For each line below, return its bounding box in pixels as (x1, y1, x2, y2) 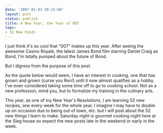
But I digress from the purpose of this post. (5, 63, 91, 69)
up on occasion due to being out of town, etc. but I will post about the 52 (5, 108, 151, 114)
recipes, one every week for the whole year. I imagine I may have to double (5, 103, 156, 108)
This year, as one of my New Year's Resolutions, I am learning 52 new (5, 97, 145, 103)
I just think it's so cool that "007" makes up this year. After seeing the (5, 43, 144, 49)
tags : (5, 25, 16, 30)
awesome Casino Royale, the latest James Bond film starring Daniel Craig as (5, 48, 158, 54)
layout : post (5, 12, 32, 17)
